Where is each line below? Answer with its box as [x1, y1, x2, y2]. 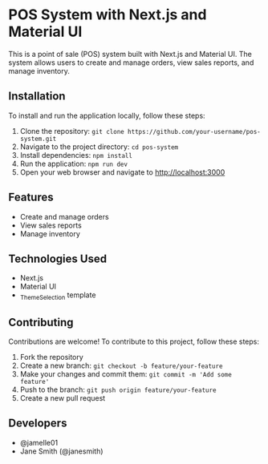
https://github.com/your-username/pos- [127, 127, 261, 135]
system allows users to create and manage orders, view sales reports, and [8, 58, 254, 67]
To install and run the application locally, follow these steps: [8, 111, 206, 120]
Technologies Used [8, 252, 107, 265]
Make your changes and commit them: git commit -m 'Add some [19, 369, 233, 378]
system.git [19, 135, 57, 143]
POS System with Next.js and [8, 6, 207, 24]
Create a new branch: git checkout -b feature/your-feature [19, 361, 223, 370]
